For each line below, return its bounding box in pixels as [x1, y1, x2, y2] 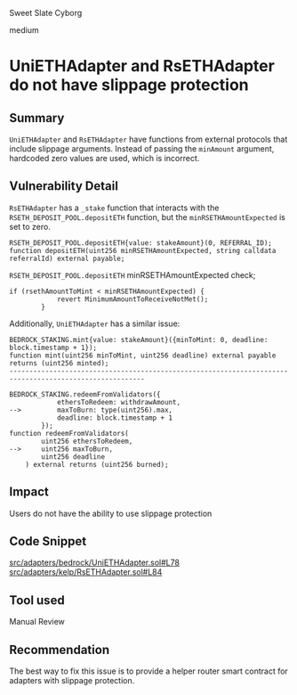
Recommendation [9, 642, 109, 658]
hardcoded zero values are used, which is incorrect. [9, 153, 200, 163]
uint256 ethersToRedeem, [41, 437, 133, 446]
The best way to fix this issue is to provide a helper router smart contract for [9, 666, 289, 676]
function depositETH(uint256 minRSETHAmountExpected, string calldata [9, 246, 277, 255]
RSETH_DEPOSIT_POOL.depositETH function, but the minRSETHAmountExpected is [9, 211, 286, 222]
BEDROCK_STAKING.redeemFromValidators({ [9, 389, 162, 399]
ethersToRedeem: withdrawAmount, [56, 397, 181, 406]
